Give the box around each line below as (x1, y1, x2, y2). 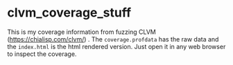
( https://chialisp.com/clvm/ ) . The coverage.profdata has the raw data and (7, 35, 219, 43)
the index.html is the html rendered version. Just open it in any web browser (7, 42, 226, 50)
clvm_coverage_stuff (7, 5, 132, 21)
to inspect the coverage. (7, 50, 77, 58)
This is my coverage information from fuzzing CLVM (7, 28, 156, 36)
